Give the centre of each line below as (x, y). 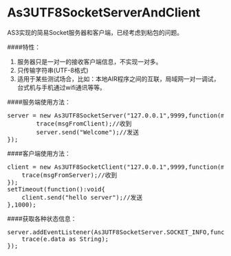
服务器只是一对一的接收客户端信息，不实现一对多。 (89, 61)
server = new (29, 115)
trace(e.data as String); (65, 239)
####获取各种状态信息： (42, 218)
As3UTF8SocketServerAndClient (104, 13)
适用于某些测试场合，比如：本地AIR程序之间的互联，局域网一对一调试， (118, 79)
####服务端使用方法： (39, 102)
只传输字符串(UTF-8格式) (53, 70)
